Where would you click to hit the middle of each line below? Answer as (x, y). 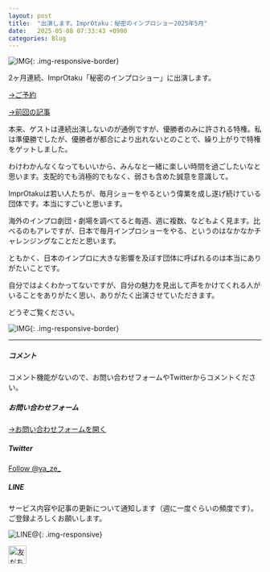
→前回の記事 (29, 112)
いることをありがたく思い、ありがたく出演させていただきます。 (114, 296)
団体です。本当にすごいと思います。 (67, 204)
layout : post (30, 16)
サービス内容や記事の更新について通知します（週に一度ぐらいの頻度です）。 (133, 508)
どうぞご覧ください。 (43, 313)
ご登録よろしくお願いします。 (57, 518)
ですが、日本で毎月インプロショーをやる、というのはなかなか (152, 231)
